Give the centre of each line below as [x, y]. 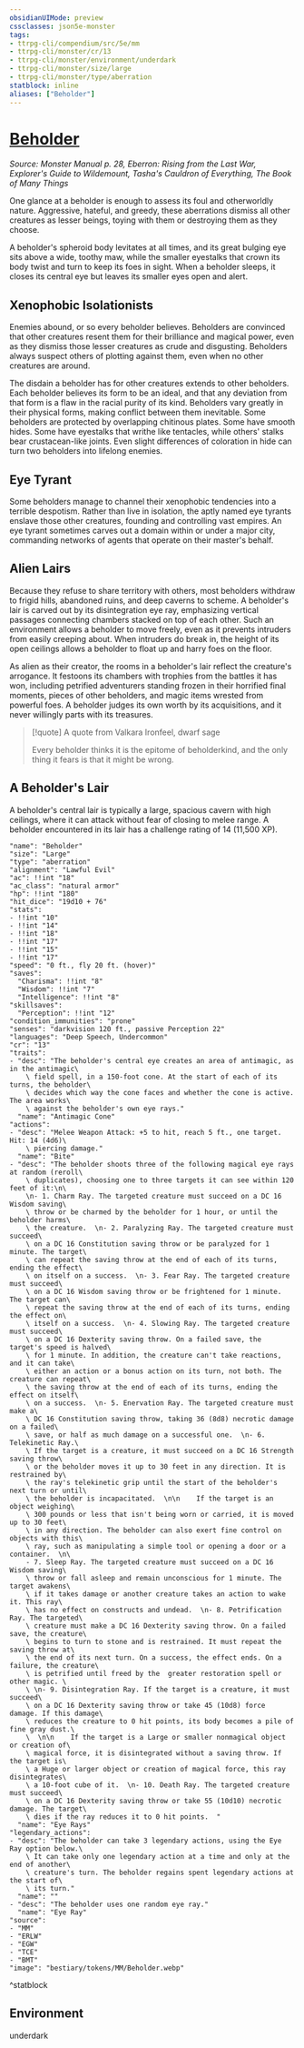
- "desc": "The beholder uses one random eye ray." [109, 1904]
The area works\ [40, 1100]
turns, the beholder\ [50, 1084]
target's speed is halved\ [60, 1347]
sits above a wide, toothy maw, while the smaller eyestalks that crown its [145, 257]
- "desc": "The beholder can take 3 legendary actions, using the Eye [146, 1841]
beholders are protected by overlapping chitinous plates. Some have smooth [152, 422]
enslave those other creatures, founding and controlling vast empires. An [146, 521]
